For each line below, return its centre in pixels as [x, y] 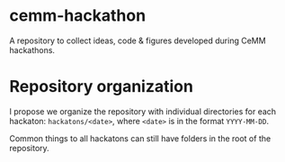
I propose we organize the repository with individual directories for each [143, 111]
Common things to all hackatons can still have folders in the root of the [140, 138]
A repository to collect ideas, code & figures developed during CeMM [138, 40]
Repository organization [101, 87]
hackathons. [32, 49]
